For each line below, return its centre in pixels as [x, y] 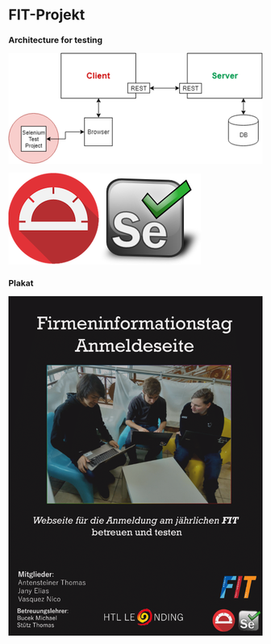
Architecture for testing [56, 40]
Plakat [21, 282]
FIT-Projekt [47, 15]
